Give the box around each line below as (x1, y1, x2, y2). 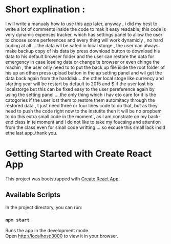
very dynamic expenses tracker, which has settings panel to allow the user (5, 31, 163, 37)
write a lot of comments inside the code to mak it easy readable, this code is (5, 26, 166, 32)
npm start (5, 217, 30, 223)
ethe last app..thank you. (5, 129, 58, 136)
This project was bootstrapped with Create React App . (5, 176, 120, 182)
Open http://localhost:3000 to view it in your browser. (5, 233, 119, 239)
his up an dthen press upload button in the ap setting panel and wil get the (5, 69, 162, 76)
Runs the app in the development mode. (5, 227, 90, 233)
